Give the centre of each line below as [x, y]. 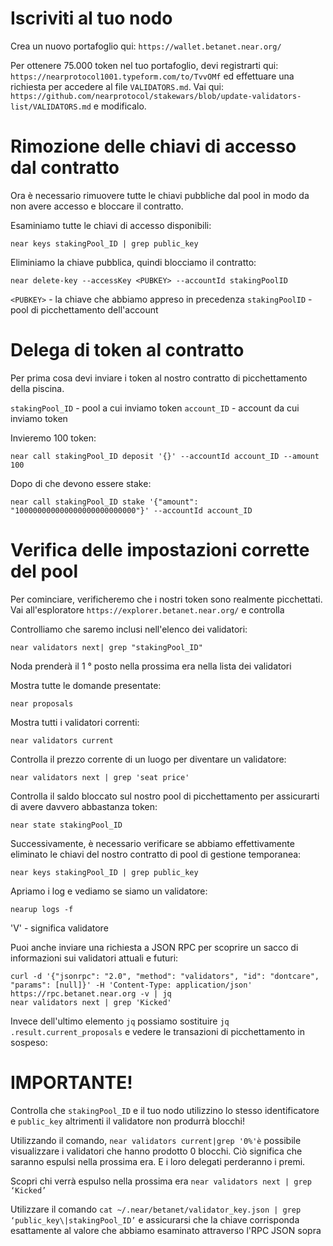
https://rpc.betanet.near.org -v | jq [91, 993]
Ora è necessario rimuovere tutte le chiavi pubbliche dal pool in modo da [160, 195]
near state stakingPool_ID [66, 825]
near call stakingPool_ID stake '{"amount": [104, 502]
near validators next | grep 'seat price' [100, 777]
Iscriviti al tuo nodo [91, 18]
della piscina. [37, 388]
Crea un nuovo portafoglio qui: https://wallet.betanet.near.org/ [146, 46]
